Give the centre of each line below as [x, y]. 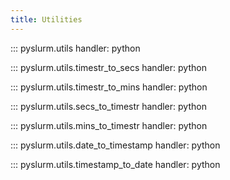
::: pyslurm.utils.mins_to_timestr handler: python [109, 125]
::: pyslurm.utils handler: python [75, 48]
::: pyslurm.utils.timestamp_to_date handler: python [115, 164]
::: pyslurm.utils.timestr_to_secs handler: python [108, 67]
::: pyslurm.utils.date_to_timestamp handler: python [115, 145]
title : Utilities [46, 19]
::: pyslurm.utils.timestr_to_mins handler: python [109, 87]
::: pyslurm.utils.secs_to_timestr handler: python [108, 106]
